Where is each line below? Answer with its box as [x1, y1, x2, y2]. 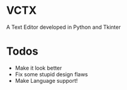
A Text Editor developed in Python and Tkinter [6, 23, 121, 31]
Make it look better [15, 64, 62, 71]
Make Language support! [15, 77, 78, 84]
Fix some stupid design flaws [15, 70, 88, 78]
